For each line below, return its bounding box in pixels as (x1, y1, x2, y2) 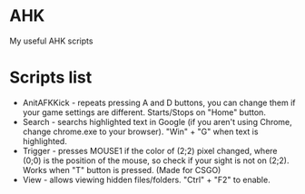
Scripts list (9, 67, 93, 88)
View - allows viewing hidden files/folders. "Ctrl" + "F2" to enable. (22, 174, 271, 185)
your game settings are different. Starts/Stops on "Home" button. (22, 106, 266, 118)
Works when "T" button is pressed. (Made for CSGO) (22, 164, 221, 175)
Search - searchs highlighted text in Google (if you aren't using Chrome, (22, 116, 292, 127)
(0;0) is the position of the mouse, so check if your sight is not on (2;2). (22, 155, 290, 166)
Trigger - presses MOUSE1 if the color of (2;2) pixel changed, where (22, 145, 278, 156)
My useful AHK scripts (9, 35, 93, 46)
